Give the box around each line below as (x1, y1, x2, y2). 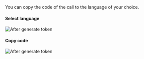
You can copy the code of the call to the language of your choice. (5, 4, 139, 10)
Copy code (5, 37, 28, 43)
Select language (5, 15, 40, 21)
